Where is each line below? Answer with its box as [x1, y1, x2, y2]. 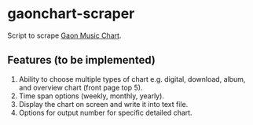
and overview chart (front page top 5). [18, 83, 143, 92]
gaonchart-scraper [7, 5, 135, 23]
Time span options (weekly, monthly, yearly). [18, 91, 164, 101]
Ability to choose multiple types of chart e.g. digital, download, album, [18, 74, 246, 83]
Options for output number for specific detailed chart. [18, 108, 193, 117]
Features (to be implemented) [7, 53, 156, 67]
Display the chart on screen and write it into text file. [18, 99, 189, 108]
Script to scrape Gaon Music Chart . [7, 31, 122, 40]
